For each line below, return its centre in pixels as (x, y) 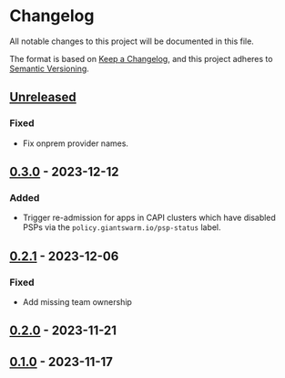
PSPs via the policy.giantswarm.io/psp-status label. (122, 227)
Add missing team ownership (77, 302)
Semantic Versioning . (49, 68)
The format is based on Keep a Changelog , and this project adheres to (141, 58)
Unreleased (43, 97)
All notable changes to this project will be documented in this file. (132, 41)
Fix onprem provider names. (76, 143)
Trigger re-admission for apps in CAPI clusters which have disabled (149, 218)
